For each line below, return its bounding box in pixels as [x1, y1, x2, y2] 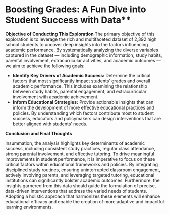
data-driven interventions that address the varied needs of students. [5, 188, 147, 194]
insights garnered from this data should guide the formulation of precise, [5, 182, 156, 189]
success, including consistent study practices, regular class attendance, [5, 145, 155, 151]
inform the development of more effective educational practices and [12, 104, 155, 111]
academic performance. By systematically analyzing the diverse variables [5, 47, 159, 53]
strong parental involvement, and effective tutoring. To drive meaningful [5, 151, 155, 157]
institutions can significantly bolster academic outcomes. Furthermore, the [5, 177, 160, 183]
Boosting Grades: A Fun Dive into [5, 4, 146, 15]
